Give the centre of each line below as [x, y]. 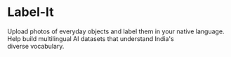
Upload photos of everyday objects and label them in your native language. [116, 31]
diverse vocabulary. [36, 46]
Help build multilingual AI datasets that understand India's [91, 38]
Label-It [31, 12]
